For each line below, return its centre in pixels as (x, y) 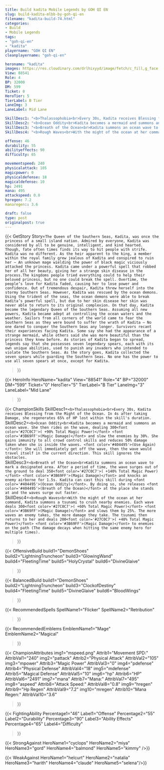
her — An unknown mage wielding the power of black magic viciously (76, 263)
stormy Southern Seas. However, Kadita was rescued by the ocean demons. (82, 293)
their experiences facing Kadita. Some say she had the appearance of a (81, 331)
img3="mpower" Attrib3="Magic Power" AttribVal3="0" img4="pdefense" (79, 663)
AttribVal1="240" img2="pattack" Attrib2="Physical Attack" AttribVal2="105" (82, 658)
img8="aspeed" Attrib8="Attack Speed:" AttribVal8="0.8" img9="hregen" (79, 684)
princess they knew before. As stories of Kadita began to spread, (75, 340)
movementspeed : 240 (25, 164)
